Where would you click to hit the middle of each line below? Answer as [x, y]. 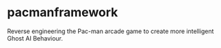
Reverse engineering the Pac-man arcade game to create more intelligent [110, 31]
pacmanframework [63, 13]
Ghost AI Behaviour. [35, 38]
